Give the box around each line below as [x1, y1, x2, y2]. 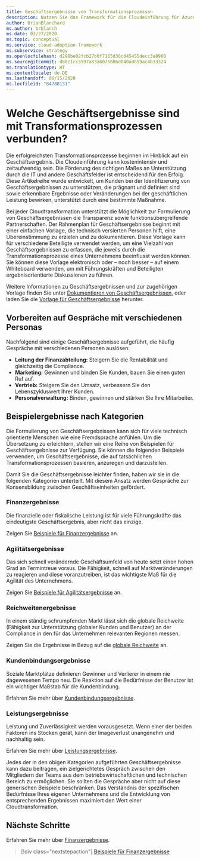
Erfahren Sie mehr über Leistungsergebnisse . [6, 747, 118, 755]
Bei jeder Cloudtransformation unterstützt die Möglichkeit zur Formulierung [6, 207, 190, 215]
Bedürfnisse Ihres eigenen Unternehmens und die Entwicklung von [6, 790, 171, 798]
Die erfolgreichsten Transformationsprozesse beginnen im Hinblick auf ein [6, 152, 189, 159]
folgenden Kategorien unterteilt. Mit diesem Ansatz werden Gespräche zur [6, 477, 189, 484]
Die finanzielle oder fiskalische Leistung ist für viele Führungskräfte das [6, 511, 182, 519]
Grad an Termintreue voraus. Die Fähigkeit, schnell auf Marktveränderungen [6, 565, 193, 572]
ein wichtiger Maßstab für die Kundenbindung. [6, 682, 120, 690]
